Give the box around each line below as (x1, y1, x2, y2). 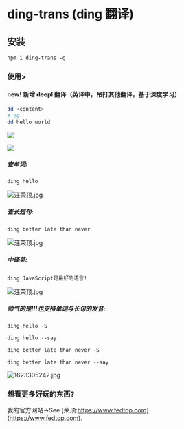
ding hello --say (7, 335, 57, 342)
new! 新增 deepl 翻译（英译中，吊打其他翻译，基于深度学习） (7, 90, 181, 98)
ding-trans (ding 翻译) (7, 6, 134, 22)
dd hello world (7, 118, 51, 125)
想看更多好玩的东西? (7, 389, 75, 399)
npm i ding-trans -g (7, 54, 67, 61)
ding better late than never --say (7, 359, 109, 366)
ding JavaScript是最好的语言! (7, 275, 87, 282)
